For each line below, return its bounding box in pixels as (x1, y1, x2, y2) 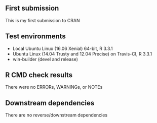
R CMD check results (5, 71, 73, 80)
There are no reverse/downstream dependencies (5, 112, 108, 118)
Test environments (5, 32, 66, 41)
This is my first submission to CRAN (5, 17, 80, 23)
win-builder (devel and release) (12, 56, 78, 62)
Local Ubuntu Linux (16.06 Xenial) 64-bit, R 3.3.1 (12, 45, 113, 51)
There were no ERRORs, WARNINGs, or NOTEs (5, 84, 103, 90)
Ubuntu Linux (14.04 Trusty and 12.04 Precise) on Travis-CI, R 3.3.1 (12, 50, 152, 57)
